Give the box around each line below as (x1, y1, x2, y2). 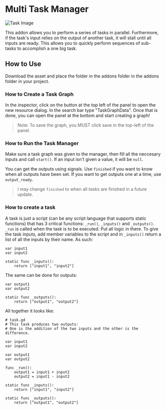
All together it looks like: (5, 308, 55, 314)
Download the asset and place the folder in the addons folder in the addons (5, 73, 160, 79)
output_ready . (5, 176, 33, 182)
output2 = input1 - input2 (14, 374, 70, 379)
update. (17, 191, 33, 197)
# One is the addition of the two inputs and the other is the (5, 326, 139, 331)
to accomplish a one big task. (17, 45, 77, 51)
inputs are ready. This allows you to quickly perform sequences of (5, 40, 140, 46)
